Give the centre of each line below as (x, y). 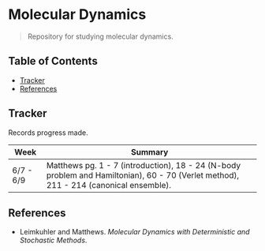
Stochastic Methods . (53, 240)
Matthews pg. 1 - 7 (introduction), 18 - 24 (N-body (144, 165)
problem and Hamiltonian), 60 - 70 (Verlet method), (143, 175)
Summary (150, 152)
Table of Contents (53, 61)
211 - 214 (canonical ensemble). (109, 185)
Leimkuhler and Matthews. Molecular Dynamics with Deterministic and (134, 232)
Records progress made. (48, 133)
